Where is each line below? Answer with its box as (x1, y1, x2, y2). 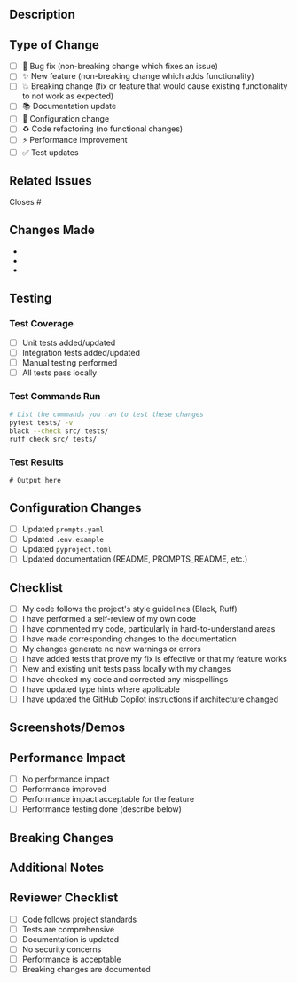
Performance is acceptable (21, 954, 121, 965)
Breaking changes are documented (21, 964, 151, 975)
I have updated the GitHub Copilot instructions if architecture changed (21, 694, 279, 704)
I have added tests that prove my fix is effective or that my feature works (21, 654, 288, 665)
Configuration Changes (9, 500, 142, 515)
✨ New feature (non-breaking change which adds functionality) (21, 71, 254, 82)
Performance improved (21, 784, 107, 794)
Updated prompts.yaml (21, 523, 105, 535)
